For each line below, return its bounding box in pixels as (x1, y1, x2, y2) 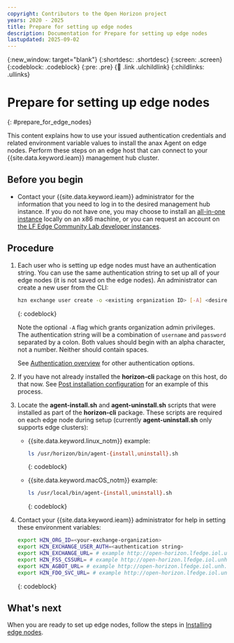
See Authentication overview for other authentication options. (17, 359, 195, 367)
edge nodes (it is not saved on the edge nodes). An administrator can (17, 275, 218, 284)
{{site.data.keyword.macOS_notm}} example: (27, 476, 159, 484)
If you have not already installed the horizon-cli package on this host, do (17, 372, 228, 381)
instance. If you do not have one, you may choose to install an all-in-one (17, 207, 226, 215)
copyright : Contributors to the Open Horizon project (7, 10, 168, 17)
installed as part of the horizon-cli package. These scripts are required (17, 408, 222, 417)
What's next (7, 602, 61, 614)
